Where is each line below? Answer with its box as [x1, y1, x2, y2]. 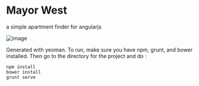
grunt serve [6, 74, 36, 80]
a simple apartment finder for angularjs [6, 23, 102, 30]
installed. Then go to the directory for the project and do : [6, 52, 147, 59]
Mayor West [6, 4, 67, 17]
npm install [6, 63, 36, 70]
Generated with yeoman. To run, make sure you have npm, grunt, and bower [6, 46, 193, 53]
